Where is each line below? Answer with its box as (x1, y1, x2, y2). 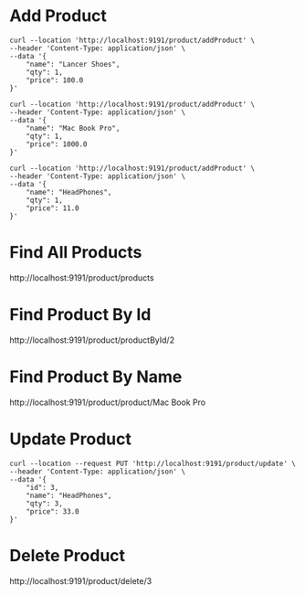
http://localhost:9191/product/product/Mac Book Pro (9, 397, 206, 408)
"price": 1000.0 (26, 139, 89, 149)
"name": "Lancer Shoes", (26, 59, 121, 69)
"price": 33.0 (26, 506, 79, 516)
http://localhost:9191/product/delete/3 (9, 575, 152, 586)
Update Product (9, 429, 132, 449)
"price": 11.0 (26, 203, 79, 213)
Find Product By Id (9, 304, 152, 325)
